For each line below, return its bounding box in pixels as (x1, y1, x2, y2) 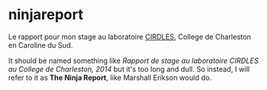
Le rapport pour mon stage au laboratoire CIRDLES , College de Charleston (8, 32, 252, 41)
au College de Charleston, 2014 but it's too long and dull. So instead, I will (8, 64, 250, 73)
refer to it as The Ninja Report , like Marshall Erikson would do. (8, 72, 212, 82)
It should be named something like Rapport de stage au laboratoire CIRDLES (8, 56, 259, 65)
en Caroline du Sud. (8, 40, 73, 49)
